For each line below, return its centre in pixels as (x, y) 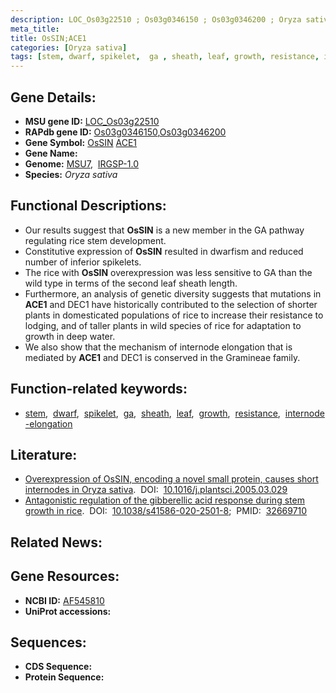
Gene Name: (51, 153)
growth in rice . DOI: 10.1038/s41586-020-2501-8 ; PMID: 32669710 (166, 511)
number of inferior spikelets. (83, 262)
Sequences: (48, 642)
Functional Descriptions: (88, 206)
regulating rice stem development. (95, 240)
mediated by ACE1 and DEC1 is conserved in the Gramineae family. (162, 357)
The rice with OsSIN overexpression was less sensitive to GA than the (168, 272)
